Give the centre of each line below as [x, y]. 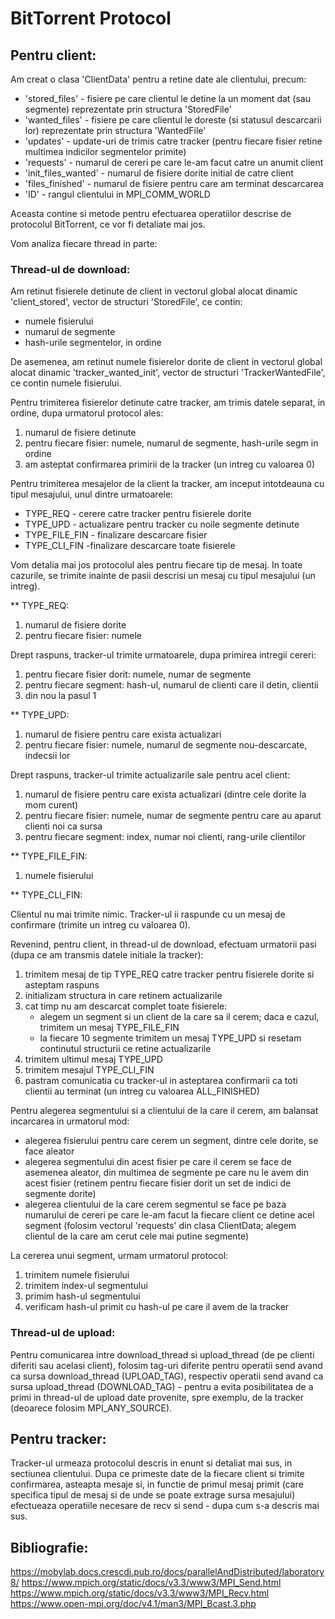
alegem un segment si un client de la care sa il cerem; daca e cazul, [179, 1017]
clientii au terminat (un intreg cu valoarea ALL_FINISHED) [142, 1091]
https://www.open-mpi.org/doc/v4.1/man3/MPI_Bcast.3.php [133, 1604]
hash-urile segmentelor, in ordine [93, 343]
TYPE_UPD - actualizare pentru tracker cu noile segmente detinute [162, 524]
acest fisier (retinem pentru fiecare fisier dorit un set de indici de [158, 1183]
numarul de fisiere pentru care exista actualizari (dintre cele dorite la [165, 794]
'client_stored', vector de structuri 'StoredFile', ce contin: [126, 302]
